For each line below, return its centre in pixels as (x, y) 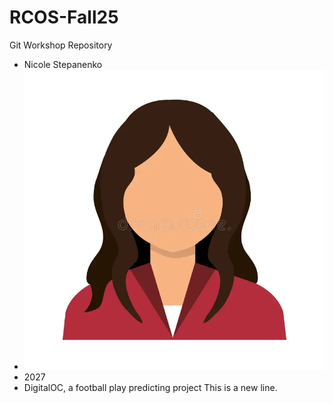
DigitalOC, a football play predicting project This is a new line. (150, 388)
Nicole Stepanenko (63, 64)
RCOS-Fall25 (64, 17)
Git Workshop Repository (61, 45)
